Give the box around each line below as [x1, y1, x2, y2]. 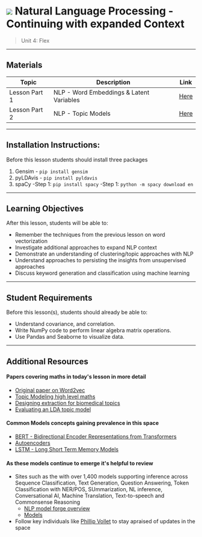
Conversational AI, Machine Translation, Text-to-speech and [14, 492, 165, 500]
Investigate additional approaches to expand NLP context [14, 244, 158, 251]
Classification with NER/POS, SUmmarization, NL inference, [14, 486, 163, 493]
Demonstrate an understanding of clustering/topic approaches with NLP [14, 250, 194, 257]
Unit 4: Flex [20, 37, 50, 44]
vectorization [14, 237, 48, 245]
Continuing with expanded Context [6, 17, 185, 31]
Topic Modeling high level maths [14, 393, 96, 400]
